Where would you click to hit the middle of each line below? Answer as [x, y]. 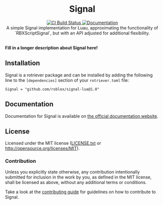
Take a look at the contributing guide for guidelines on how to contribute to [81, 192]
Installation [23, 63]
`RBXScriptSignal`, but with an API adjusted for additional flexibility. [82, 33]
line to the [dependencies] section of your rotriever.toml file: [67, 80]
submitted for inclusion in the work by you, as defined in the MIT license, [78, 177]
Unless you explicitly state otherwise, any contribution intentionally [72, 172]
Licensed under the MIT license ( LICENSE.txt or [53, 143]
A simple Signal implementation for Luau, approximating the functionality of [82, 27]
